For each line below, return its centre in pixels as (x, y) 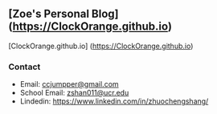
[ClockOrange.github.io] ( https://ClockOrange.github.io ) (101, 46)
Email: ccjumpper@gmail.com (69, 84)
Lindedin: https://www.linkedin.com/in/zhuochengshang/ (114, 101)
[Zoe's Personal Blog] (63, 14)
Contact (25, 67)
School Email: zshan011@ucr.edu (74, 93)
